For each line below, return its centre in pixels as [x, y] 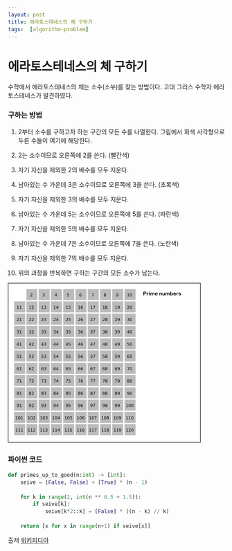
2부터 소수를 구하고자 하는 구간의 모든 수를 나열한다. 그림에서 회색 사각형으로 [121, 132]
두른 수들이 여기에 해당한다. [55, 140]
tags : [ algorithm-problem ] [48, 29]
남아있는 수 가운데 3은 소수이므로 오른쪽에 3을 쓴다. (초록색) [98, 184]
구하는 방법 [25, 116]
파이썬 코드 [25, 459]
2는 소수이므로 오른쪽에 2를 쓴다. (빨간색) [74, 155]
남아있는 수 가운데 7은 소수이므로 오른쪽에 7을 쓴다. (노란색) [98, 243]
